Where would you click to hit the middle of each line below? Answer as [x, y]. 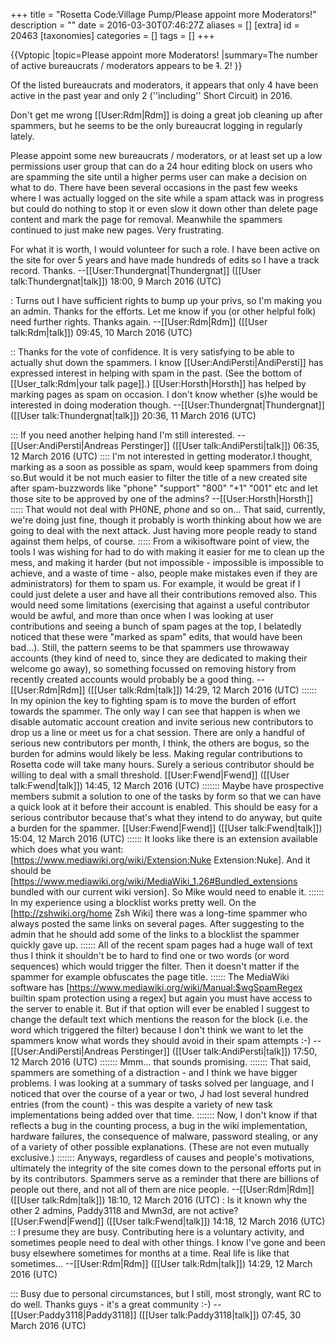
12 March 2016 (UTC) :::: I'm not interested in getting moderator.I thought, [161, 456]
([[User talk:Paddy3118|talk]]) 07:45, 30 [220, 1315]
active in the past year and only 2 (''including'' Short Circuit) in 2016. [151, 95]
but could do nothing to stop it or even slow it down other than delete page [164, 208]
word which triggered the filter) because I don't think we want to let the [157, 1030]
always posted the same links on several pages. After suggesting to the [157, 923]
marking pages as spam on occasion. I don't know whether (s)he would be [164, 394]
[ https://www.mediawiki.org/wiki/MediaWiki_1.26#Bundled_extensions [154, 881]
